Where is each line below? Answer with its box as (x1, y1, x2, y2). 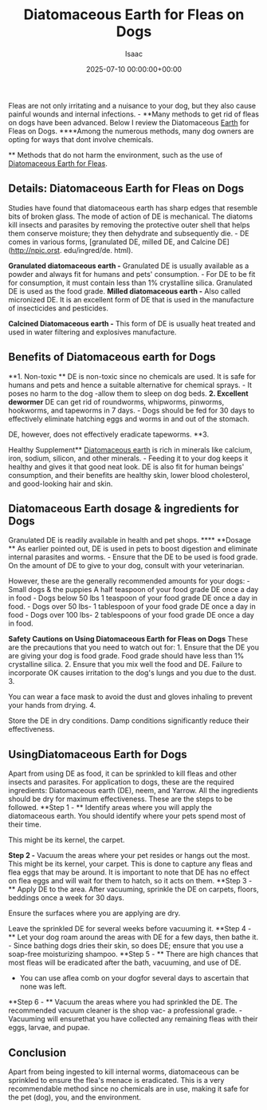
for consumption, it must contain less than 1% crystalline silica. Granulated (8, 278, 253, 287)
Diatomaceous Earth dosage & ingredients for (8, 501, 239, 515)
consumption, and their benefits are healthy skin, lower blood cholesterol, (8, 470, 250, 480)
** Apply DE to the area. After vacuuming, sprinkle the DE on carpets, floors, (8, 884, 259, 895)
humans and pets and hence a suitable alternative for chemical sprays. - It (8, 380, 253, 389)
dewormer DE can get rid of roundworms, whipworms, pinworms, (8, 397, 225, 406)
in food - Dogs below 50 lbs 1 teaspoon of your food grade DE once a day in (8, 593, 257, 603)
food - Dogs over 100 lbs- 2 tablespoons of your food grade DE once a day (8, 610, 254, 620)
